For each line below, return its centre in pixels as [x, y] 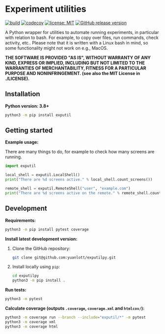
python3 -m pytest [24, 299]
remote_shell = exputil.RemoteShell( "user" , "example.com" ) [68, 188]
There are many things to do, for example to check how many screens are [80, 152]
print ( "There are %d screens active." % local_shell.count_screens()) [79, 180]
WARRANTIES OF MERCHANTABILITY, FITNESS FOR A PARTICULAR [76, 68]
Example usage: [22, 142]
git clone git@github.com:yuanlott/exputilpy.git [64, 258]
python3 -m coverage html [31, 327]
